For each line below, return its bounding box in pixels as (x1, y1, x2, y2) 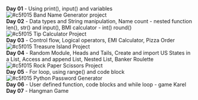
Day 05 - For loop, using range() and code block (6, 68, 125, 75)
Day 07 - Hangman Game (6, 87, 69, 94)
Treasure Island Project (33, 43, 90, 50)
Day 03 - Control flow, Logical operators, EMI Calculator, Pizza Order (6, 37, 175, 43)
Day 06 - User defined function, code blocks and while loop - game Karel (6, 81, 186, 88)
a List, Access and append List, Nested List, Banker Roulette (6, 56, 154, 62)
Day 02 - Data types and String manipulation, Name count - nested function (6, 18, 192, 24)
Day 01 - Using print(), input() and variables (6, 5, 113, 12)
